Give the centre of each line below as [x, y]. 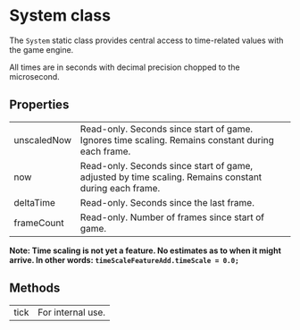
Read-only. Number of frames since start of [172, 217]
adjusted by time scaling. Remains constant [171, 177]
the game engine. [42, 49]
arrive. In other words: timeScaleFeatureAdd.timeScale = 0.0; [124, 259]
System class [60, 16]
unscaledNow [43, 140]
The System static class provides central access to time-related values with [146, 40]
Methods [35, 288]
